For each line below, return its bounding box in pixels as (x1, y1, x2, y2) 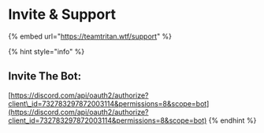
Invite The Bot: (8, 69, 81, 83)
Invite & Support (8, 6, 117, 24)
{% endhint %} (208, 116, 257, 125)
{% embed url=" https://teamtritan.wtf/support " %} (8, 31, 172, 41)
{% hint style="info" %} (8, 46, 85, 56)
